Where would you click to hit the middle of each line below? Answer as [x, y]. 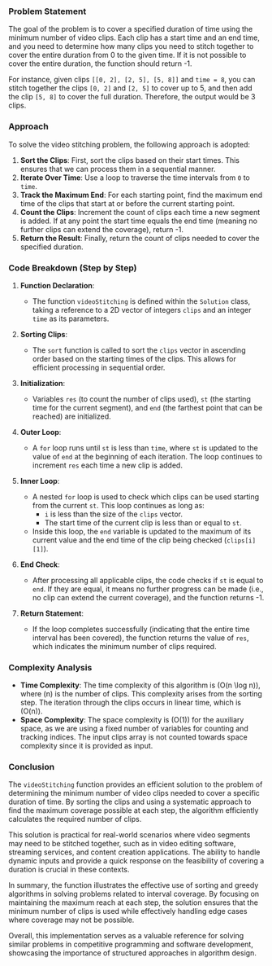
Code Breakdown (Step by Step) [73, 268]
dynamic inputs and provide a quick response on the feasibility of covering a [136, 861]
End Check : [40, 564]
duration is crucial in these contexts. [69, 870]
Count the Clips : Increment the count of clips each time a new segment [140, 212]
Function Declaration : [57, 285]
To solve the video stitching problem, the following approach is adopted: [129, 144]
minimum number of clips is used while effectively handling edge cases [128, 911]
